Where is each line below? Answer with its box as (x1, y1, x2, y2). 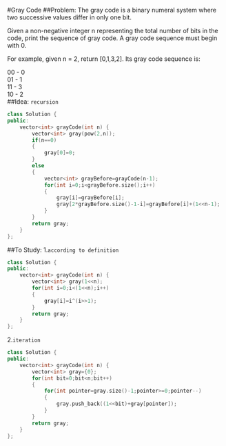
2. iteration (7, 335, 41, 344)
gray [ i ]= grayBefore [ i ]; (56, 194, 125, 201)
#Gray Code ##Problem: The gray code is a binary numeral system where (7, 6, 217, 14)
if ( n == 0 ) (32, 136, 57, 144)
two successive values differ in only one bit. (7, 13, 132, 21)
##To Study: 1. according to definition (7, 245, 119, 254)
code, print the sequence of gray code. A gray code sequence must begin (7, 34, 218, 42)
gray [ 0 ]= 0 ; (43, 149, 76, 156)
